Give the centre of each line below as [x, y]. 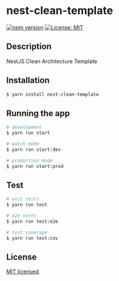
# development [24, 127]
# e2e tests [21, 216]
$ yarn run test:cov [32, 238]
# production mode [29, 161]
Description [29, 47]
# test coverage [27, 232]
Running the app [38, 113]
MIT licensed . [23, 272]
